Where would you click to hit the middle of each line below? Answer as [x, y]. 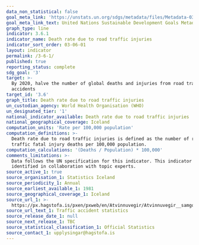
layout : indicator [29, 51]
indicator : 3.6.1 [28, 34]
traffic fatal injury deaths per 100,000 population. [79, 144]
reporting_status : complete [41, 67]
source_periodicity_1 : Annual [44, 183]
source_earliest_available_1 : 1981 [50, 189]
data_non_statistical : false [42, 12]
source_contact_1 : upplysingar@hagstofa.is [61, 233]
